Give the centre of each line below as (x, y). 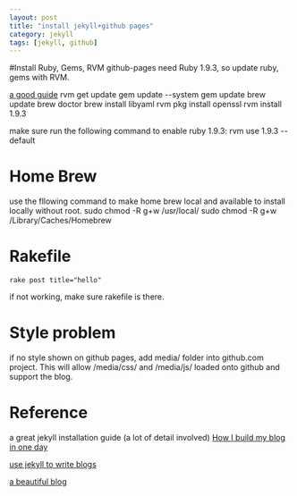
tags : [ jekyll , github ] (54, 42)
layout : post (34, 17)
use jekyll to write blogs (53, 464)
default (22, 140)
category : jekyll (42, 34)
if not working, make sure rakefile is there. (87, 297)
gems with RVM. (39, 78)
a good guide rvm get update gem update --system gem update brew (138, 95)
